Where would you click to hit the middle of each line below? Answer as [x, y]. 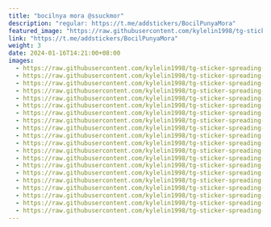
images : [21, 61]
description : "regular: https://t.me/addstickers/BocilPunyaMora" [122, 23]
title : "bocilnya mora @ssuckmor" [67, 16]
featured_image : [35, 31]
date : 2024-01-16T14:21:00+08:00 [65, 53]
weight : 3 [25, 46]
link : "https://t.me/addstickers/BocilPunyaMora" [94, 38]
